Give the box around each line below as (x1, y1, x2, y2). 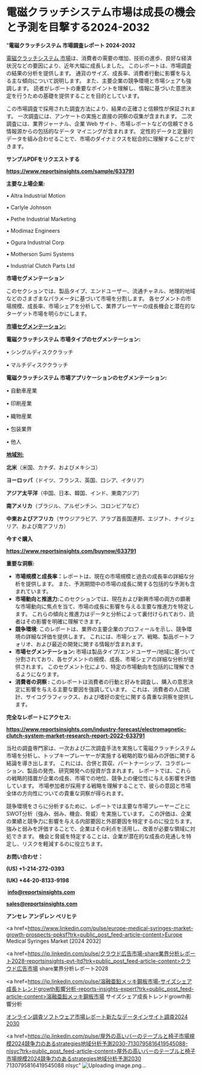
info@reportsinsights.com (7, 888, 75, 895)
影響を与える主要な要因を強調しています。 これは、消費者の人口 (25, 686, 185, 693)
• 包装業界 (6, 425, 32, 432)
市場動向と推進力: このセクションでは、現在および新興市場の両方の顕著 (14, 595, 191, 602)
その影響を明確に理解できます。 (25, 617, 105, 625)
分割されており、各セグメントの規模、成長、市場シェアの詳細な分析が (14, 655, 189, 663)
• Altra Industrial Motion (6, 192, 66, 199)
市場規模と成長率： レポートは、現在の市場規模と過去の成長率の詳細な (14, 572, 189, 579)
